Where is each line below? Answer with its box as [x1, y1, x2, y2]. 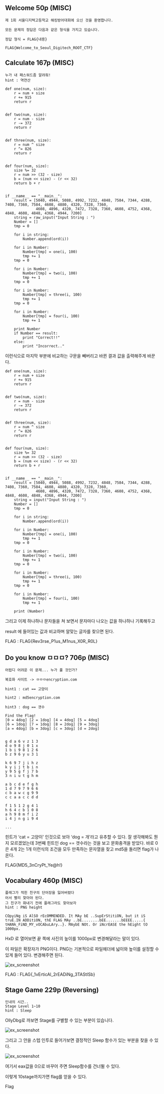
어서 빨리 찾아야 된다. [5, 896, 45, 900]
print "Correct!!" [23, 335, 60, 340]
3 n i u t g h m [5, 774, 38, 778]
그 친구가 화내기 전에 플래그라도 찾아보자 [5, 901, 77, 906]
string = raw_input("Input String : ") [14, 215, 95, 220]
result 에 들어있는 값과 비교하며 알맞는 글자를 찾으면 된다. [5, 628, 114, 634]
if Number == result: [14, 331, 58, 336]
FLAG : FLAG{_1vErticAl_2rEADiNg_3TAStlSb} [5, 972, 95, 977]
